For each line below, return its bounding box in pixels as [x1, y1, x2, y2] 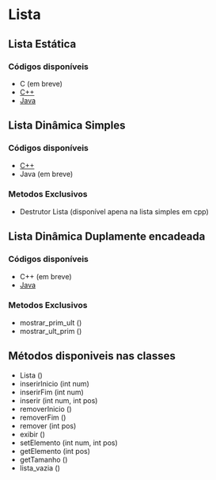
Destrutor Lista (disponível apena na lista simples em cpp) [19, 206, 210, 216]
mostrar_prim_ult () [19, 317, 82, 327]
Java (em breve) [19, 169, 74, 179]
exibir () [19, 429, 46, 439]
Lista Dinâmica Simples [8, 119, 126, 132]
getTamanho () [19, 455, 68, 464]
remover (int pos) [19, 420, 77, 430]
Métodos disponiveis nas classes [8, 349, 176, 363]
